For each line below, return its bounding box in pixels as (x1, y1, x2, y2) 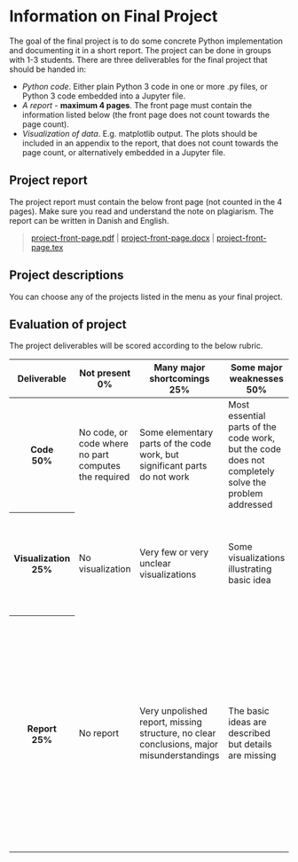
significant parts (139, 460, 208, 472)
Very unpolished (139, 705, 208, 717)
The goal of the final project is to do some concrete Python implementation (9, 36, 284, 46)
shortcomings (149, 373, 210, 385)
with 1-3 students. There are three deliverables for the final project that (9, 54, 268, 65)
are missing (228, 749, 277, 762)
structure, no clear (139, 727, 216, 739)
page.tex (30, 241, 64, 252)
